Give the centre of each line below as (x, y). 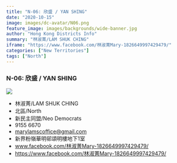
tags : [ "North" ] (26, 56)
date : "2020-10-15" (30, 17)
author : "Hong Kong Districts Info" (52, 34)
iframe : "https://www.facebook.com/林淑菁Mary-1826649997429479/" (89, 45)
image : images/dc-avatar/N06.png (48, 23)
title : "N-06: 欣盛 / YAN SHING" (47, 12)
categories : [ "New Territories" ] (48, 51)
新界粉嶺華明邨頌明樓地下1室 (50, 139)
